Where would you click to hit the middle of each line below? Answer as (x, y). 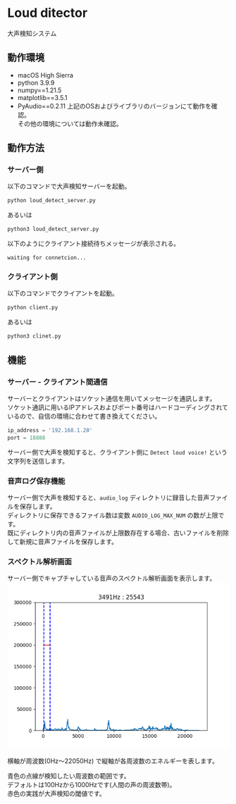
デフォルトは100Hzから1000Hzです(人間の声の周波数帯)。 (92, 785)
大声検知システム (32, 33)
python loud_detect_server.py (52, 201)
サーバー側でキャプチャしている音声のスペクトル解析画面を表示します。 (112, 579)
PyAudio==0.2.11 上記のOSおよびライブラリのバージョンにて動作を (114, 106)
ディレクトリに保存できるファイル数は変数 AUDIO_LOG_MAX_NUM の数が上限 (113, 515)
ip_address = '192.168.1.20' (50, 430)
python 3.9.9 (36, 82)
